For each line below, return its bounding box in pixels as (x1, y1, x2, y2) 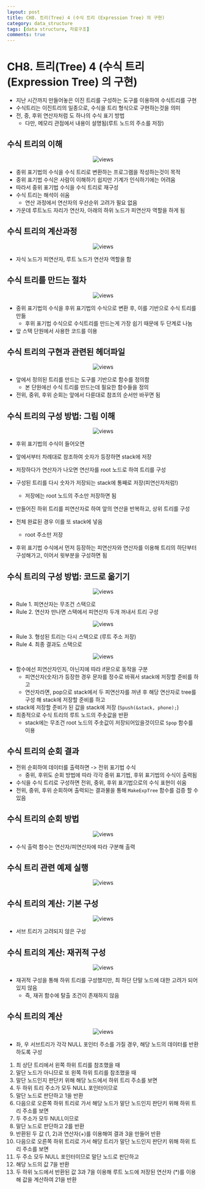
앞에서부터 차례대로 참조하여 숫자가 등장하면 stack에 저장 (15, 453, 152, 460)
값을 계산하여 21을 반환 (22, 1176, 77, 1183)
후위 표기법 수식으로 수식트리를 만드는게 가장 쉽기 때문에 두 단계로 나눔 (24, 319, 193, 327)
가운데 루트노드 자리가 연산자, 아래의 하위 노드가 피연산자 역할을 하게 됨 (15, 206, 185, 214)
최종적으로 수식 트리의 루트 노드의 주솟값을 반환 (15, 711, 129, 718)
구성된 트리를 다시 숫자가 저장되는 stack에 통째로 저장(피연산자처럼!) (15, 479, 179, 487)
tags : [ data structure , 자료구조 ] (7, 26, 90, 32)
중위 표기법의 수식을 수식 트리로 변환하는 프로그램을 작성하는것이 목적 (15, 168, 181, 175)
